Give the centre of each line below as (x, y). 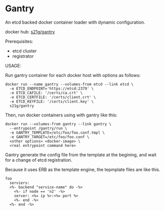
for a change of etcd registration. (39, 160)
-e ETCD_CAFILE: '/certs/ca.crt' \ (46, 93)
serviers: (20, 183)
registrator (23, 56)
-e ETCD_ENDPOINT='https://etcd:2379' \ (52, 88)
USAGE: (13, 66)
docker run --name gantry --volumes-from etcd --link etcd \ (69, 84)
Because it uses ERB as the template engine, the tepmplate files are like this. (83, 169)
